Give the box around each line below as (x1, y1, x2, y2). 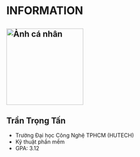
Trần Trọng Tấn (6, 115, 66, 126)
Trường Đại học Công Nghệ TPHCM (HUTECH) (15, 132, 134, 139)
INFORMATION (6, 4, 84, 18)
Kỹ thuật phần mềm (15, 138, 65, 145)
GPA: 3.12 (15, 145, 40, 152)
